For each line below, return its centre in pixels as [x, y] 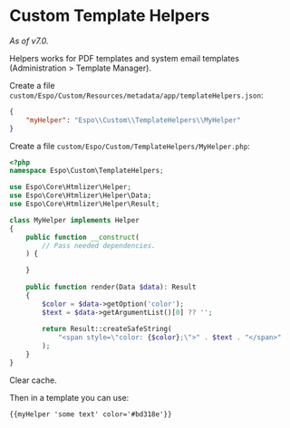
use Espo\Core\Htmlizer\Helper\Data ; [81, 195]
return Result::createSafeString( [107, 329]
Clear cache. [33, 380]
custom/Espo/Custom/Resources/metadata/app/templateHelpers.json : [136, 95]
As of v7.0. [29, 41]
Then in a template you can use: [69, 397]
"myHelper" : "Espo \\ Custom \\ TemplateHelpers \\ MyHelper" [134, 120]
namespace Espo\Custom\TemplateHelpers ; [87, 171]
